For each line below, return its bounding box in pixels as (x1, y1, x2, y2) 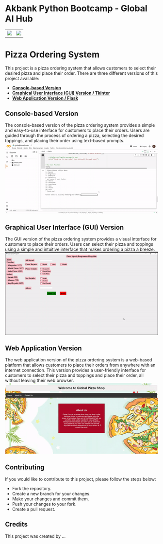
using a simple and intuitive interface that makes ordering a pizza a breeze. (5, 246, 155, 253)
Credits (5, 520, 28, 528)
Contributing (5, 463, 45, 472)
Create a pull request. (12, 506, 56, 512)
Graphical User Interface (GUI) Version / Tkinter (12, 90, 110, 96)
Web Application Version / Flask (12, 95, 79, 101)
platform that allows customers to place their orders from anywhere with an (5, 362, 156, 368)
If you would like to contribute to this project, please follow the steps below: (5, 476, 156, 482)
